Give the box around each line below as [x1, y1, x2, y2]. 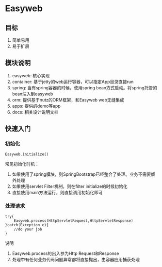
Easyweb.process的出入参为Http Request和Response [12, 250, 119, 256]
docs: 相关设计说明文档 [12, 109, 59, 115]
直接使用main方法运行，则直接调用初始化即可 [12, 189, 103, 195]
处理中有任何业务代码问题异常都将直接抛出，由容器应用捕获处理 [12, 256, 140, 262]
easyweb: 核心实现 [12, 72, 50, 78]
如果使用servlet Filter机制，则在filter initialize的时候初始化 [12, 183, 128, 189]
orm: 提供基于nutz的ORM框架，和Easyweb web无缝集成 [12, 97, 125, 102]
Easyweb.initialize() [5, 151, 49, 157]
